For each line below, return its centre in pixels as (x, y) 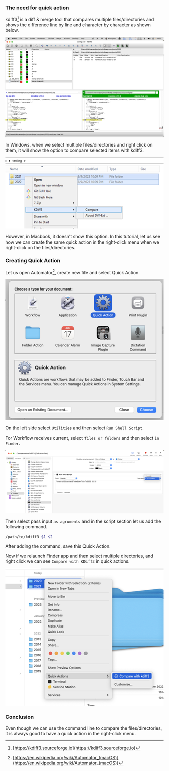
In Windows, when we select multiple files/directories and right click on (79, 144)
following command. (26, 526)
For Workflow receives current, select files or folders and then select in (82, 438)
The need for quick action (37, 8)
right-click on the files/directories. (40, 248)
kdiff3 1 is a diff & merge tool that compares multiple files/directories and (80, 19)
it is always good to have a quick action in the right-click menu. (70, 734)
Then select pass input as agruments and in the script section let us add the (83, 521)
